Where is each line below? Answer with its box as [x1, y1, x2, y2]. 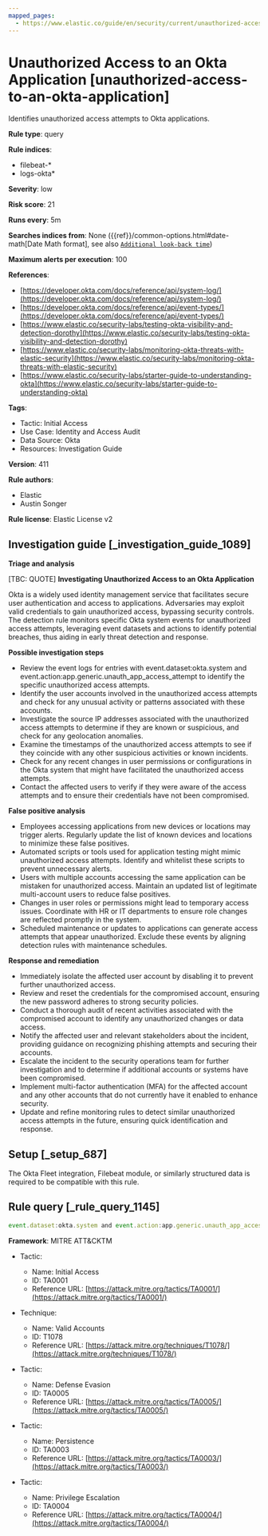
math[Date [8, 239, 43, 249]
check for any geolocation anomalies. [19, 731, 144, 741]
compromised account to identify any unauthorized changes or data [19, 1014, 244, 1024]
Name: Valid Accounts [31, 1323, 105, 1333]
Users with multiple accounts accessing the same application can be [19, 873, 246, 882]
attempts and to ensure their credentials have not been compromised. [19, 790, 250, 800]
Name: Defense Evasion [31, 1379, 111, 1389]
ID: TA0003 [31, 1444, 70, 1454]
